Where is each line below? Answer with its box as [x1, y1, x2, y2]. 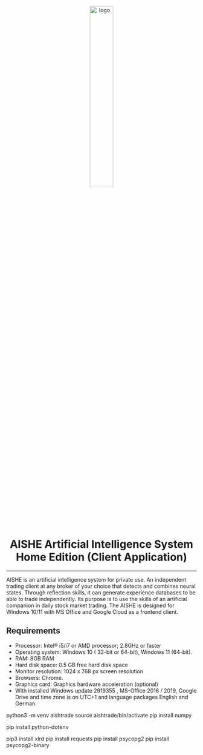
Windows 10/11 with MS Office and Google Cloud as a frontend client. [6, 608, 178, 615]
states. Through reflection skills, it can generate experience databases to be [6, 588, 196, 596]
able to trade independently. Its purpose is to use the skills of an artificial [6, 595, 187, 602]
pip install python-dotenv [6, 723, 69, 730]
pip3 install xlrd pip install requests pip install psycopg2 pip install [6, 735, 170, 742]
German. [14, 700, 37, 707]
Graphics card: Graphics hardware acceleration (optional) [14, 680, 159, 688]
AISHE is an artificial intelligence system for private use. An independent [6, 576, 187, 583]
